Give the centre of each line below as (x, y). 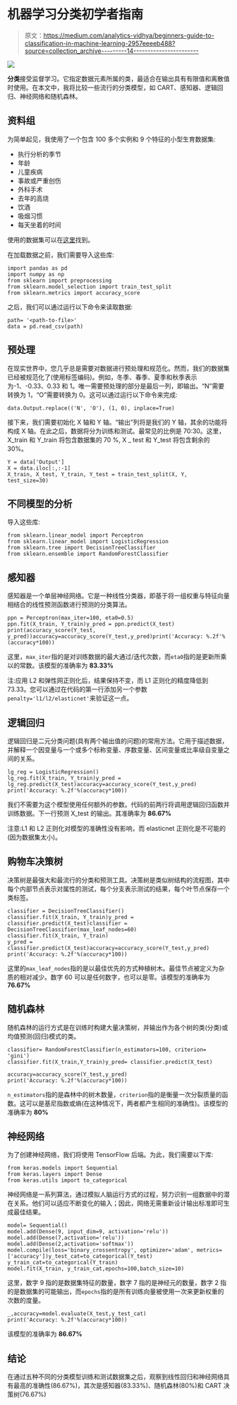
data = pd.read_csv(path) (45, 326)
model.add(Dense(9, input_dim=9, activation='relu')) (88, 1232)
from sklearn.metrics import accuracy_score (74, 293)
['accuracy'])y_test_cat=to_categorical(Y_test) (80, 1257)
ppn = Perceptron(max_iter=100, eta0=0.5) (71, 618)
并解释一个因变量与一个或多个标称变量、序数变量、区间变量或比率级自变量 (115, 750)
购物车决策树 (35, 861)
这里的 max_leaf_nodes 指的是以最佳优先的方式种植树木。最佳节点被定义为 (113, 968)
